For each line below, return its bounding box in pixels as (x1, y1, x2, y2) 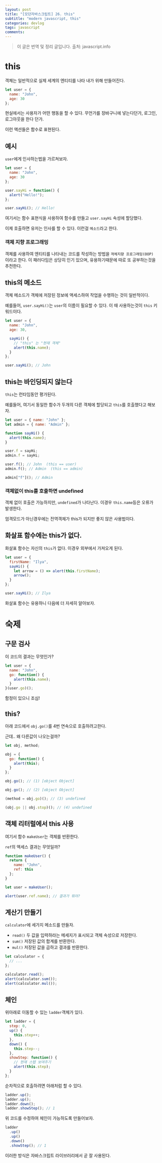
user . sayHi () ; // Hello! (5, 206, 55, 211)
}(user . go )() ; (5, 686, 34, 691)
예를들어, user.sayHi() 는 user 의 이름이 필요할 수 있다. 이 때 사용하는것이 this (5, 303, 152, 308)
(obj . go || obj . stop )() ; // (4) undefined (5, 805, 92, 810)
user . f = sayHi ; (5, 449, 38, 454)
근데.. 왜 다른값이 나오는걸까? (5, 733, 60, 739)
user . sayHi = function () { (5, 188, 59, 193)
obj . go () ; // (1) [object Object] (5, 779, 75, 784)
